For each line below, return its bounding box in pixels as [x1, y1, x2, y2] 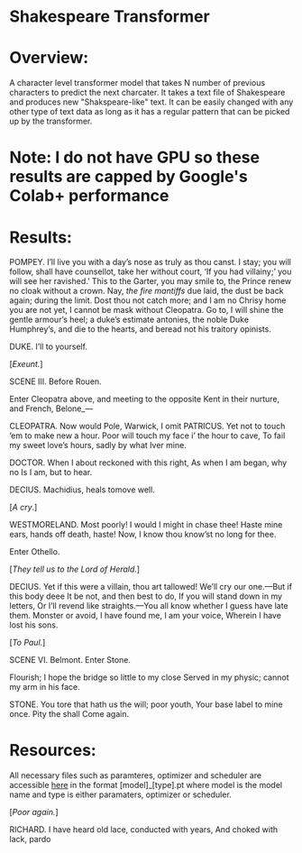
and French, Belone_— [9, 403, 94, 414]
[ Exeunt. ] [9, 359, 43, 370]
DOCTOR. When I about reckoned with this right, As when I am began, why [9, 457, 288, 468]
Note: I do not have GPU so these [9, 147, 260, 168]
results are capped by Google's [9, 167, 248, 187]
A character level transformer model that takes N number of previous [9, 78, 266, 88]
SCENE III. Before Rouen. [9, 376, 102, 387]
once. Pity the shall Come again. [9, 709, 129, 720]
